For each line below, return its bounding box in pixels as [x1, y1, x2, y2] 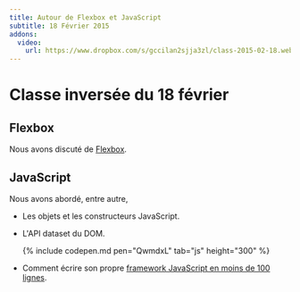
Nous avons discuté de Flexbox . [9, 144, 128, 154]
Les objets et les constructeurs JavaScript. [21, 211, 180, 221]
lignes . [21, 271, 47, 282]
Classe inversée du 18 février [9, 85, 229, 105]
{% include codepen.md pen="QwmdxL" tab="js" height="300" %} [21, 245, 271, 255]
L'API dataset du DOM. [21, 228, 105, 238]
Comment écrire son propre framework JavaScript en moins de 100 [21, 263, 271, 273]
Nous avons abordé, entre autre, [9, 193, 129, 204]
